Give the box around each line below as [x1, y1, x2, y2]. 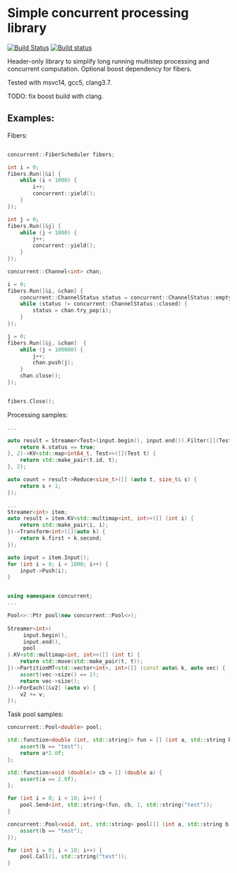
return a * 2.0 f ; [20, 749, 65, 756]
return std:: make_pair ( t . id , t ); [20, 457, 119, 464]
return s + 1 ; [20, 482, 61, 489]
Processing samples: [7, 410, 68, 419]
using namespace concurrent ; [7, 593, 93, 600]
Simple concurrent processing [7, 5, 189, 21]
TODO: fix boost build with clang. [7, 92, 104, 100]
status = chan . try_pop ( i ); [32, 307, 112, 314]
